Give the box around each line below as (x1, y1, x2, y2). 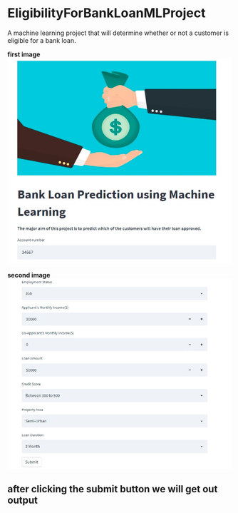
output (7, 494, 38, 507)
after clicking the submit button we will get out (7, 483, 218, 495)
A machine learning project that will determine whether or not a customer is (7, 29, 229, 37)
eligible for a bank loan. (7, 36, 76, 44)
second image (7, 270, 51, 279)
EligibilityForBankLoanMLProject (7, 5, 206, 21)
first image (7, 50, 41, 59)
